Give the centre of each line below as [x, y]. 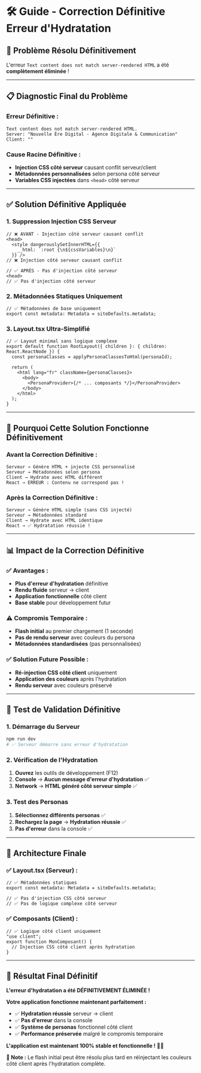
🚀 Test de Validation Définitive [63, 709]
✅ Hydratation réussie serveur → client [64, 1014]
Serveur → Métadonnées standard [46, 516]
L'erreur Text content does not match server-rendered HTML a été [88, 65]
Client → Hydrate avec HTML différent [54, 477]
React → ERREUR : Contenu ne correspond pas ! [65, 483]
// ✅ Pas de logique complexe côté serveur [62, 904]
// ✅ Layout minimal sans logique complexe [62, 341]
